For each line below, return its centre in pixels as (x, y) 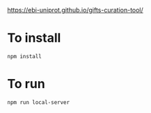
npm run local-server (39, 102)
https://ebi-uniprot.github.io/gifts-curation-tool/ (75, 10)
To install (34, 38)
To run (26, 84)
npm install (24, 56)
